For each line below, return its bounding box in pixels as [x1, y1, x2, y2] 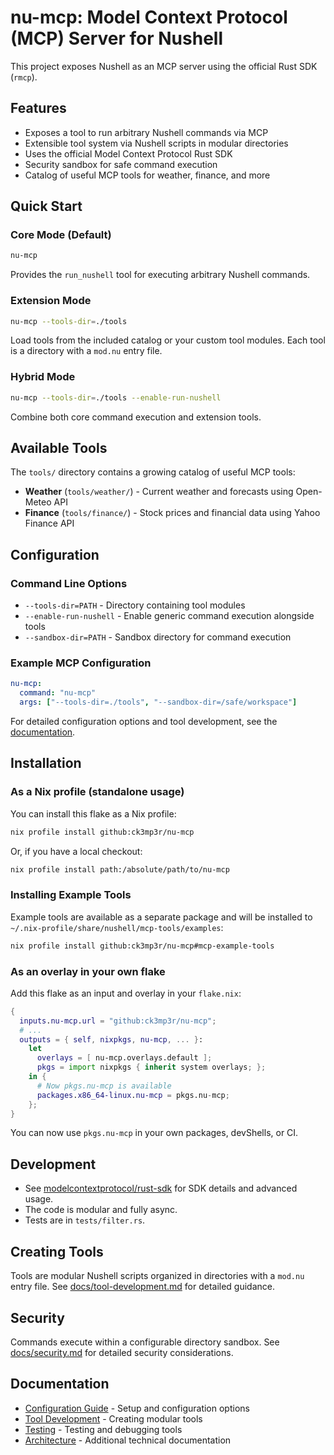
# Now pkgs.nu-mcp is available [36, 1081, 172, 1091]
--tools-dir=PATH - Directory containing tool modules [24, 599, 246, 611]
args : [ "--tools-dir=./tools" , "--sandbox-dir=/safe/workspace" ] [19, 697, 298, 708]
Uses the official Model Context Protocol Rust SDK [24, 147, 233, 160]
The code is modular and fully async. [24, 1204, 178, 1216]
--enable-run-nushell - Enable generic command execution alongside [24, 610, 315, 622]
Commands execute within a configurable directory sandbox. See [10, 1336, 280, 1348]
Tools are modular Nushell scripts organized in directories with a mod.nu [10, 1270, 305, 1282]
